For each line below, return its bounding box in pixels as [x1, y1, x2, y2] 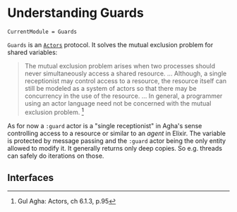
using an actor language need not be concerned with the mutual [24, 99, 212, 107]
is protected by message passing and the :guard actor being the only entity [7, 136, 226, 145]
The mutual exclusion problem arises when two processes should [24, 61, 216, 70]
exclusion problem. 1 [24, 106, 85, 116]
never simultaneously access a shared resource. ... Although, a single [24, 69, 227, 77]
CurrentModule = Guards [7, 28, 78, 35]
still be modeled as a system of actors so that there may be [24, 84, 197, 92]
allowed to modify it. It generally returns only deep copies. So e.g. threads [7, 144, 222, 152]
